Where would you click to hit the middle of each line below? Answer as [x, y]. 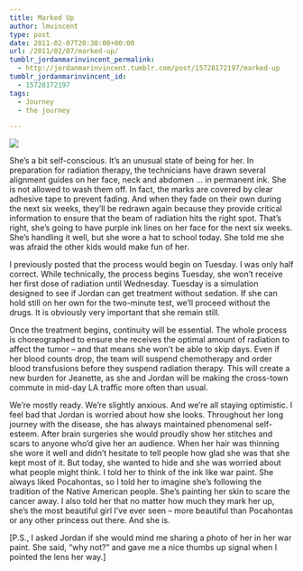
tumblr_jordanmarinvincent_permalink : [82, 60]
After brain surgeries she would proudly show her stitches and [157, 434]
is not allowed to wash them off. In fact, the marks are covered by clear [141, 190]
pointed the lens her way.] [58, 557]
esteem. [24, 434]
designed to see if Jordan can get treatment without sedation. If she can [143, 294]
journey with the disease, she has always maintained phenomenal [132, 425]
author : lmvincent [44, 26]
